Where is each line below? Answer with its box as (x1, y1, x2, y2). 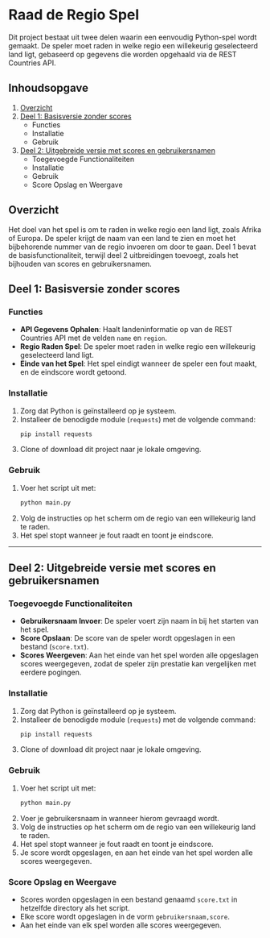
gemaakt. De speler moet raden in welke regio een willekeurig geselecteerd (8, 40, 259, 50)
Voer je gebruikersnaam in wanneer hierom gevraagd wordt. (19, 813, 219, 823)
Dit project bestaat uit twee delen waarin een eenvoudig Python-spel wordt (8, 32, 257, 42)
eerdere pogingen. (19, 667, 82, 678)
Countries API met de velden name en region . (19, 333, 167, 343)
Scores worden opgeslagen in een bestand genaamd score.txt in (19, 894, 238, 904)
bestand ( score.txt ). (19, 642, 89, 652)
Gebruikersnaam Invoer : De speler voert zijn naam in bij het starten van (19, 616, 259, 626)
